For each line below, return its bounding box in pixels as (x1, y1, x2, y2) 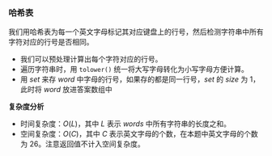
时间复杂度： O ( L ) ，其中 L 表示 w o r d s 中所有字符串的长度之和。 (19, 119, 231, 129)
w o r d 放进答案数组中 (43, 85, 113, 95)
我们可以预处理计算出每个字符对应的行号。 (19, 54, 163, 64)
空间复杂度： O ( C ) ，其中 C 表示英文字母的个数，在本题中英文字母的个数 (19, 129, 259, 139)
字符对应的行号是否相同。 (8, 37, 94, 47)
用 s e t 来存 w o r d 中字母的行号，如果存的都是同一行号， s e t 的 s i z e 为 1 (19, 74, 253, 84)
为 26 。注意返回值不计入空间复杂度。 (19, 139, 145, 149)
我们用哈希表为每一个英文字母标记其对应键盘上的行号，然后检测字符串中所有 (8, 27, 264, 37)
